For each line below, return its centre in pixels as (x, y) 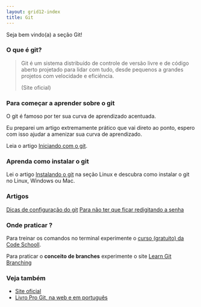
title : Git (20, 17)
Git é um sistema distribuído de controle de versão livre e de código (105, 63)
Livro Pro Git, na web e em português (61, 297)
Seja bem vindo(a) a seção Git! (44, 34)
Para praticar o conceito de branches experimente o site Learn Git (89, 256)
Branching (19, 263)
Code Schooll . (24, 245)
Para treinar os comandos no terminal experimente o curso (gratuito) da (95, 238)
